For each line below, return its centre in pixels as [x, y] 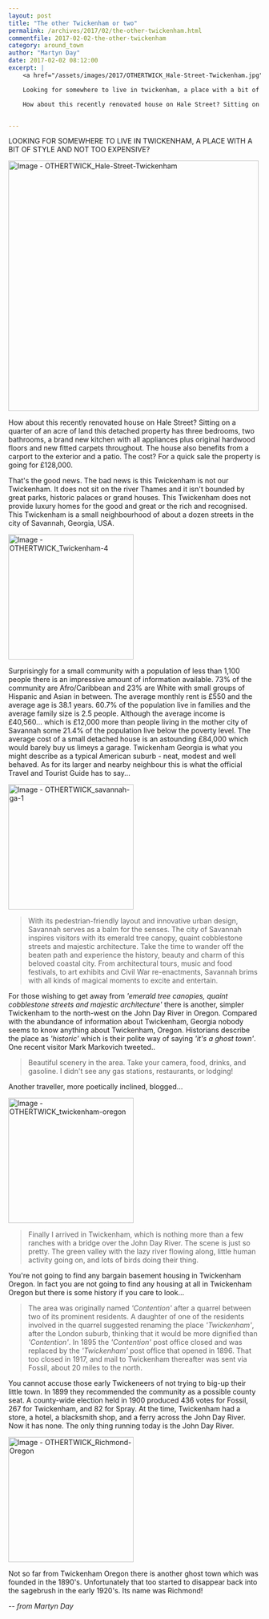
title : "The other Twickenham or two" [73, 23]
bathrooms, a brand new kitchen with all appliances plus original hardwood [132, 440]
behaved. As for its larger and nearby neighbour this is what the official [125, 765]
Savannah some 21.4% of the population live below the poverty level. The [129, 731]
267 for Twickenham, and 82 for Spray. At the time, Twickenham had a [124, 1409]
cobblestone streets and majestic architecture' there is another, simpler [126, 1005]
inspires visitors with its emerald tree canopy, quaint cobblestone [135, 938]
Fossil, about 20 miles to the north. [85, 1368]
